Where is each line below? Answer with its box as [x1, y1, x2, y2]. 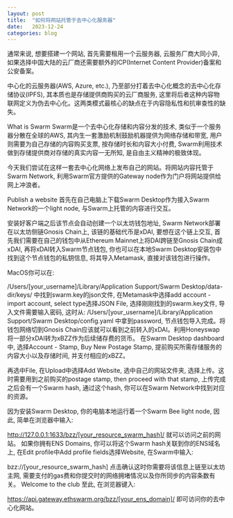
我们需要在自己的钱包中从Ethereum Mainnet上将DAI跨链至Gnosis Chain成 [12, 236, 223, 245]
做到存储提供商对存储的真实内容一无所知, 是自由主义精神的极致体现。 [7, 149, 205, 157]
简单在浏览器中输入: [16, 416, 74, 424]
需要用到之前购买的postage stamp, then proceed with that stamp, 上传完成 [12, 375, 226, 383]
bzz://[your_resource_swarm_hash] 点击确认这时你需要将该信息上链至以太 [7, 463, 220, 471]
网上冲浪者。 [7, 181, 44, 189]
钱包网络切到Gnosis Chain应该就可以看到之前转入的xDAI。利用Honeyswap [7, 325, 221, 334]
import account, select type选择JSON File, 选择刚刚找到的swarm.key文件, [7, 300, 218, 308]
